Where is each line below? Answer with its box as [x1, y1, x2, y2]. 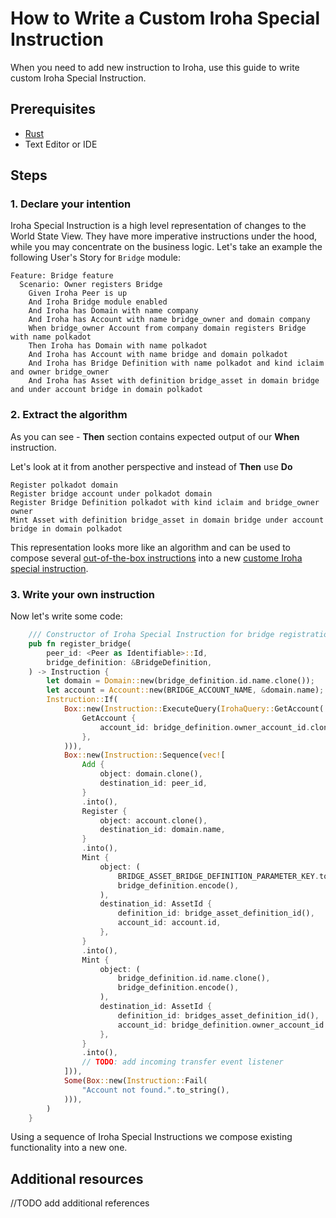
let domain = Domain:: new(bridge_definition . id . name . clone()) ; [46, 676, 315, 686]
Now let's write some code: [10, 610, 123, 622]
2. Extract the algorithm [10, 408, 128, 422]
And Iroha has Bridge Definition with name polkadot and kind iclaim [28, 358, 325, 369]
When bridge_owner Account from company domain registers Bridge [28, 323, 307, 334]
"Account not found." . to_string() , [81, 1085, 230, 1095]
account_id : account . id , [117, 918, 222, 928]
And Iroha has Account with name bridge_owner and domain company [28, 315, 311, 325]
